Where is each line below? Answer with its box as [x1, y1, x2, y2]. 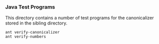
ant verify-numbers [5, 34, 46, 39]
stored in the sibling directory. [5, 20, 68, 26]
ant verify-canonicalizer [5, 30, 60, 35]
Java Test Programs [5, 3, 56, 10]
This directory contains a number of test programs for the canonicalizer [5, 15, 154, 21]
